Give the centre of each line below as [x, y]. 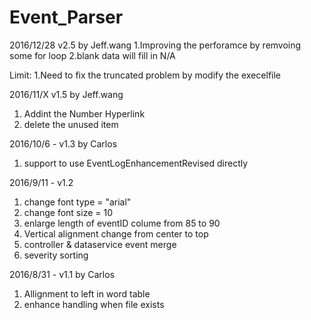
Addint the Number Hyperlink [84, 113]
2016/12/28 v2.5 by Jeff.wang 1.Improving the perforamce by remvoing [155, 45]
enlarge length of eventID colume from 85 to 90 [122, 223]
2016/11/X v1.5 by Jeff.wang [66, 94]
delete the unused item [71, 124]
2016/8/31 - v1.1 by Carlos [62, 274]
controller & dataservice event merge [100, 244]
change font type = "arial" [77, 202]
